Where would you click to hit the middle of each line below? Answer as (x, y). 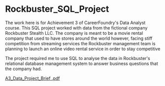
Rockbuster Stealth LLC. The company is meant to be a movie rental (74, 33)
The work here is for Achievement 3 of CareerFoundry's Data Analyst (75, 23)
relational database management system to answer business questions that (82, 63)
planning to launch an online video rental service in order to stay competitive (83, 49)
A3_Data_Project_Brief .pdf (33, 78)
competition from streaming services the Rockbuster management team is (80, 43)
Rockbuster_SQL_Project (57, 9)
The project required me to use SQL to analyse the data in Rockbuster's (78, 58)
